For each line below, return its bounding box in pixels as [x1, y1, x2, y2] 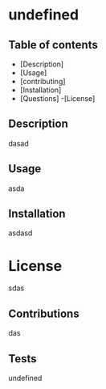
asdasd [8, 228, 33, 238]
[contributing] [19, 77, 66, 86]
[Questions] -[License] [19, 94, 96, 103]
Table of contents [8, 38, 98, 52]
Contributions [8, 307, 79, 320]
